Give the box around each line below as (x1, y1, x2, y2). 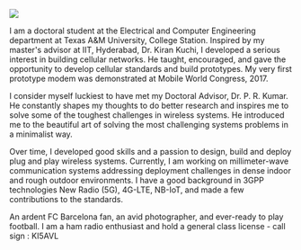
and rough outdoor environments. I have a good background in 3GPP (9, 175, 265, 185)
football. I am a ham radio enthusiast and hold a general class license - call (9, 221, 286, 231)
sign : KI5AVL (9, 230, 59, 241)
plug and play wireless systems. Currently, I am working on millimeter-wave (9, 156, 289, 166)
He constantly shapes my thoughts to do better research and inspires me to (9, 100, 289, 111)
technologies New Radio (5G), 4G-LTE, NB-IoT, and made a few (9, 184, 244, 195)
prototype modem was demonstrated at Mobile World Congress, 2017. (9, 73, 269, 84)
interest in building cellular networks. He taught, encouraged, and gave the (9, 54, 287, 65)
